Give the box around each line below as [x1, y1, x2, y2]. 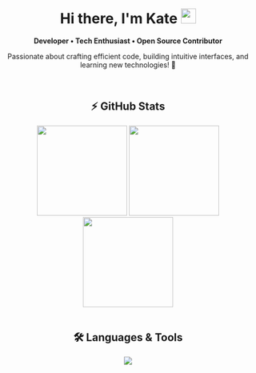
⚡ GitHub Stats [90, 100, 166, 114]
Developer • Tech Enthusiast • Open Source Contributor [33, 36, 223, 46]
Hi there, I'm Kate [60, 10, 178, 28]
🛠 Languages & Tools [73, 331, 183, 344]
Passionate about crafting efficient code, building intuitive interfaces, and [7, 51, 249, 61]
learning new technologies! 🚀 [80, 60, 176, 70]
